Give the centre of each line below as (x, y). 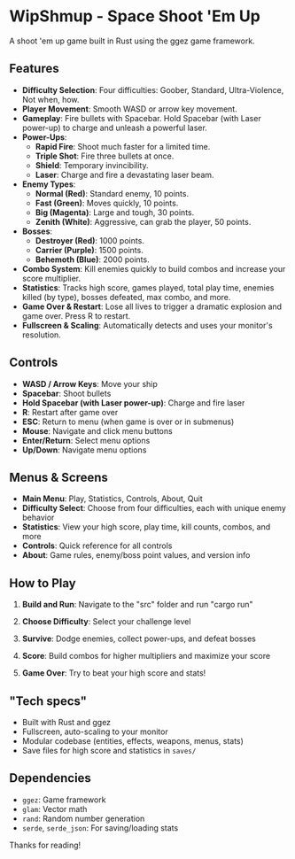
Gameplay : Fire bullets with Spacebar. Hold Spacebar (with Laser (141, 118)
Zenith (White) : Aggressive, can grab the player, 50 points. (143, 221)
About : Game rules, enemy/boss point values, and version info (136, 555)
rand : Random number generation (83, 818)
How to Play (43, 583)
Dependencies (50, 778)
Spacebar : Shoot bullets (66, 393)
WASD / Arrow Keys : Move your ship (89, 383)
